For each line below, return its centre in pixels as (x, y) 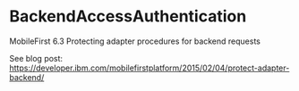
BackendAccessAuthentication (128, 17)
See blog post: (36, 58)
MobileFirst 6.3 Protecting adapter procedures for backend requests (135, 41)
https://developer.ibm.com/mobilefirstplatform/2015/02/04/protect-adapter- (149, 68)
